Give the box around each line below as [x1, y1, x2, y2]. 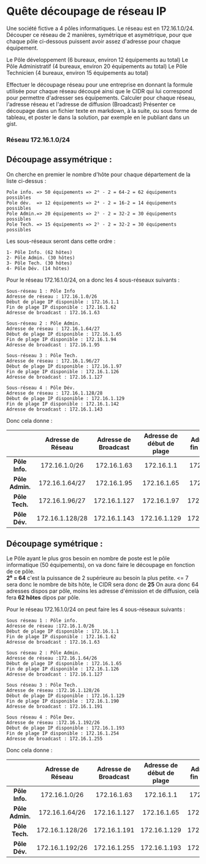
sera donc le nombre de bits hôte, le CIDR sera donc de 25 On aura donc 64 [6, 581, 199, 588]
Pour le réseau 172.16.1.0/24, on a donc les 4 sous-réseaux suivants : [6, 276, 180, 283]
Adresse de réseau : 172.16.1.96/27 [6, 358, 100, 364]
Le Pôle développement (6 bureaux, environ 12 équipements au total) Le [6, 56, 188, 63]
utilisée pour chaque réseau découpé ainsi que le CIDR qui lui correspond [6, 87, 193, 94]
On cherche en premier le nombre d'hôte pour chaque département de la [6, 171, 191, 178]
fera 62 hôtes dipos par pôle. [6, 594, 81, 601]
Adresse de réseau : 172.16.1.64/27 [6, 325, 100, 332]
